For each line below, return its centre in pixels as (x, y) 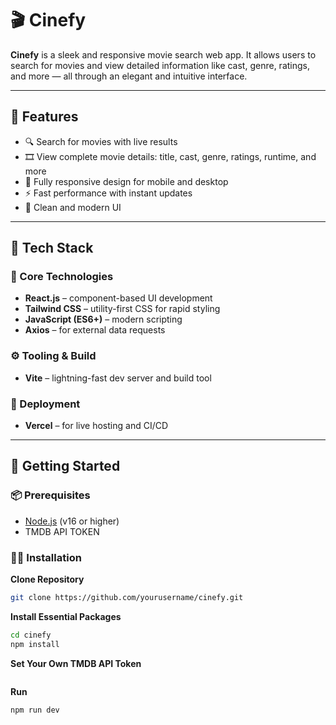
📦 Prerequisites (50, 495)
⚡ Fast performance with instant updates (108, 193)
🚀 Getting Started (65, 466)
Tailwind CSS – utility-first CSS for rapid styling (122, 309)
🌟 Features (44, 117)
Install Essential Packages (66, 616)
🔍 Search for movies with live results (101, 141)
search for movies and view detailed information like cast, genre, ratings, (160, 65)
